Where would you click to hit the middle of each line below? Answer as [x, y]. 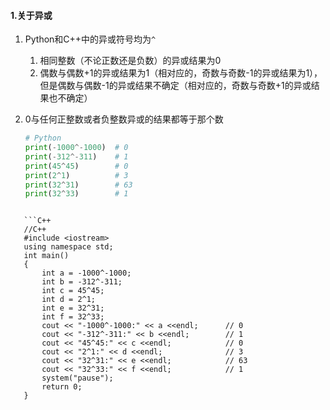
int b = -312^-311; [82, 282]
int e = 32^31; [73, 308]
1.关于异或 [31, 15]
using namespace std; [68, 247]
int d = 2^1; [69, 300]
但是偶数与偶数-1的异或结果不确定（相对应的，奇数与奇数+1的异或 [175, 86]
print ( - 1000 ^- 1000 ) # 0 [76, 148]
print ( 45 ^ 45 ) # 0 [76, 166]
